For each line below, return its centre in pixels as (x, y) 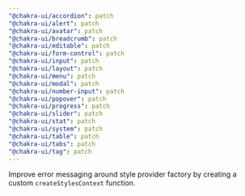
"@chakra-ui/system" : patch (56, 129)
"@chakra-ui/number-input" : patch (67, 91)
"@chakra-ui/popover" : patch (57, 99)
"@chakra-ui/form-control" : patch (67, 53)
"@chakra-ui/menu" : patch (52, 76)
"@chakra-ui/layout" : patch (56, 69)
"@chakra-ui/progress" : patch (59, 106)
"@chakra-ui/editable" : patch (59, 46)
